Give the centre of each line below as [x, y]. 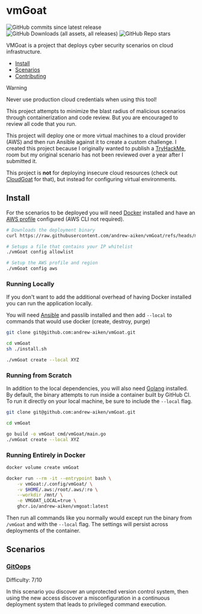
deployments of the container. [44, 531]
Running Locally [30, 284]
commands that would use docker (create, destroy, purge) [78, 321]
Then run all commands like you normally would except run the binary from [99, 518]
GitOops [19, 566]
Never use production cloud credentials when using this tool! [82, 99]
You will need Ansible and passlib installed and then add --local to [89, 315]
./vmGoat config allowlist [40, 252]
